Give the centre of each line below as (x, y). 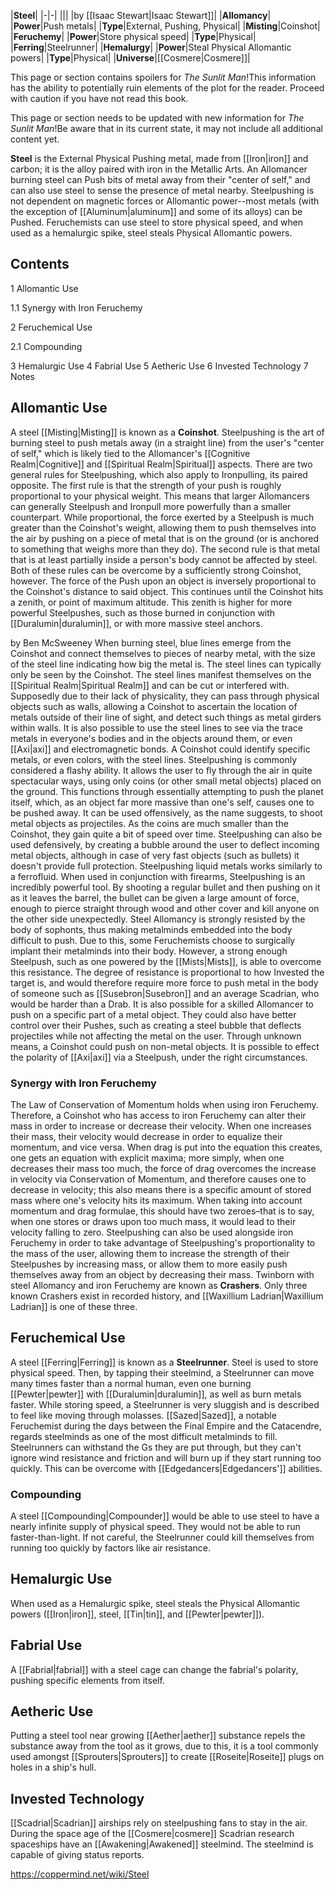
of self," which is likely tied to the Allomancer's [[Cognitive (130, 453)
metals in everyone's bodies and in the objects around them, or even (151, 738)
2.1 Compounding (46, 346)
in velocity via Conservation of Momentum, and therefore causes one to (158, 1179)
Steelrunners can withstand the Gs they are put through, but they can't (156, 1447)
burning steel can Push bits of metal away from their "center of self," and (160, 179)
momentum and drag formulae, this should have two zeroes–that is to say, (162, 1211)
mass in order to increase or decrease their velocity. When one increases (161, 1126)
